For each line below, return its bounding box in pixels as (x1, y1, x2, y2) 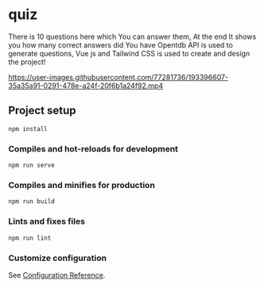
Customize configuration (8, 252, 107, 263)
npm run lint (8, 234, 52, 242)
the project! (8, 57, 46, 67)
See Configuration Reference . (8, 270, 106, 279)
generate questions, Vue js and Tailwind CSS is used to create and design (8, 48, 250, 58)
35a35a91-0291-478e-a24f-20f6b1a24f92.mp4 (8, 81, 164, 90)
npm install (8, 125, 48, 132)
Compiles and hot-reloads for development (8, 143, 179, 154)
